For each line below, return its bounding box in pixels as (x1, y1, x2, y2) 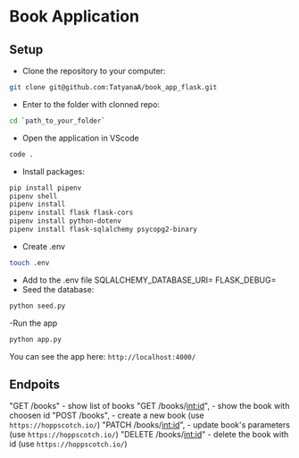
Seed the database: (21, 284, 95, 294)
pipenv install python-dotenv (9, 216, 122, 225)
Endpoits (9, 377, 61, 392)
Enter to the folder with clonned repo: (21, 98, 161, 109)
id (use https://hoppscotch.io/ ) (9, 438, 128, 449)
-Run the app (9, 318, 58, 328)
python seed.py (9, 301, 66, 310)
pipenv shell (9, 191, 58, 200)
